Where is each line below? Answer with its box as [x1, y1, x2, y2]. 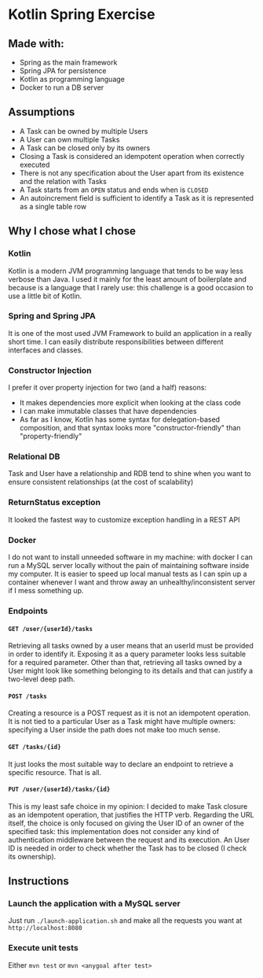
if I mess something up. [8, 585, 84, 595]
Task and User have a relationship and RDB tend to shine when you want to [8, 469, 251, 478]
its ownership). [8, 851, 57, 861]
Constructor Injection [8, 364, 92, 375]
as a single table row [19, 201, 87, 211]
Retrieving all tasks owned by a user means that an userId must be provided [8, 641, 254, 651]
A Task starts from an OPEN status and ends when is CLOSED [19, 185, 209, 194]
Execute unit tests [8, 943, 79, 954]
